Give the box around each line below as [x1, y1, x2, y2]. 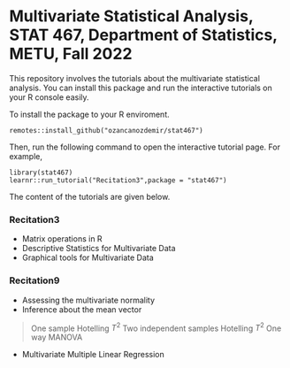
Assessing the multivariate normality [21, 295, 156, 305]
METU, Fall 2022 [9, 44, 133, 64]
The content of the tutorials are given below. [9, 191, 171, 202]
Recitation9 [9, 274, 60, 287]
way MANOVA [30, 332, 83, 342]
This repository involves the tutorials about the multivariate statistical [9, 73, 261, 83]
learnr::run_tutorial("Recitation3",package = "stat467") [9, 175, 227, 185]
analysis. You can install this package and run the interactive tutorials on [9, 82, 272, 93]
